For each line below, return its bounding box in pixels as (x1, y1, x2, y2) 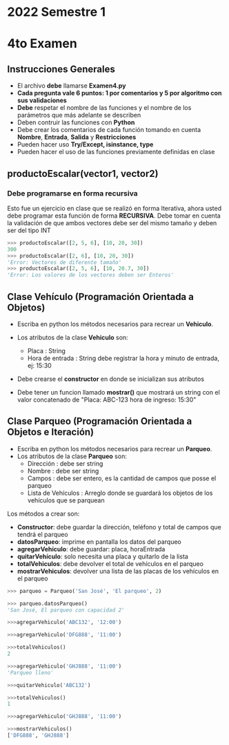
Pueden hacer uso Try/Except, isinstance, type (17, 140, 154, 149)
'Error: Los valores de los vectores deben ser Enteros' (7, 272, 175, 279)
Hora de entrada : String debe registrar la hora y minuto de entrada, (27, 354, 219, 362)
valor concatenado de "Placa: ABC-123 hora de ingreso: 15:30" (17, 395, 197, 404)
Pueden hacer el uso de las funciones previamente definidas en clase (17, 148, 215, 156)
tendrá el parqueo (17, 530, 68, 538)
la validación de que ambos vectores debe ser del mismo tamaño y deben (7, 218, 217, 227)
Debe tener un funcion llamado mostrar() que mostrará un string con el (17, 388, 221, 396)
